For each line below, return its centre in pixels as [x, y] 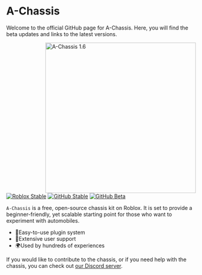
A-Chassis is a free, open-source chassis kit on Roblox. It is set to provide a [99, 208]
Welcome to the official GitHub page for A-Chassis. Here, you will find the [97, 28]
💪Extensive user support [45, 238]
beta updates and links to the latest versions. [62, 34]
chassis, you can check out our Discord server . [65, 265]
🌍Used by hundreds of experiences [60, 246]
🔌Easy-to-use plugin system [50, 232]
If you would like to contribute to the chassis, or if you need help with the [96, 259]
